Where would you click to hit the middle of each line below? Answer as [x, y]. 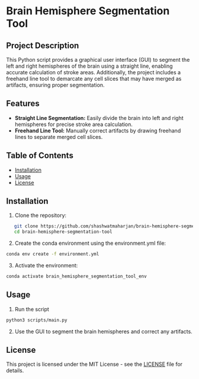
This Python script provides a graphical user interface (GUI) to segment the [98, 60]
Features [23, 104]
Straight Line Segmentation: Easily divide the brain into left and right [99, 118]
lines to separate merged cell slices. [59, 137]
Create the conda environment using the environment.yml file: [90, 243]
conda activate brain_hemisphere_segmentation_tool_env [76, 277]
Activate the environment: [46, 266]
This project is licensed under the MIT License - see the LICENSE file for [94, 364]
